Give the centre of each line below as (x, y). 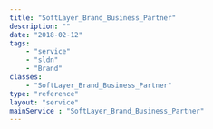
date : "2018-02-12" (46, 35)
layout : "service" (44, 102)
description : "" (40, 26)
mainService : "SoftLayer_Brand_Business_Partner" (107, 111)
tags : (19, 43)
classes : (26, 77)
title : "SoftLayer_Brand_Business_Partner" (93, 18)
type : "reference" (44, 94)
